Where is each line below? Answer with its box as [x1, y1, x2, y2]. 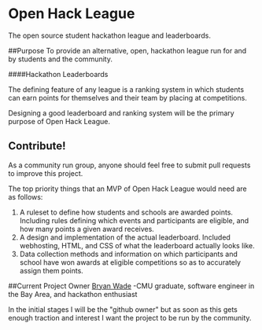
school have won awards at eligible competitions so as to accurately [19, 257, 242, 267]
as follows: [8, 192, 43, 201]
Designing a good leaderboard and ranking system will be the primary [8, 108, 234, 118]
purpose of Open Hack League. [8, 116, 110, 126]
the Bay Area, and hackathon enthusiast [8, 289, 138, 299]
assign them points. [19, 266, 84, 275]
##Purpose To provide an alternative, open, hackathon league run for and [8, 46, 247, 55]
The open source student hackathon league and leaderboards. [8, 31, 211, 40]
